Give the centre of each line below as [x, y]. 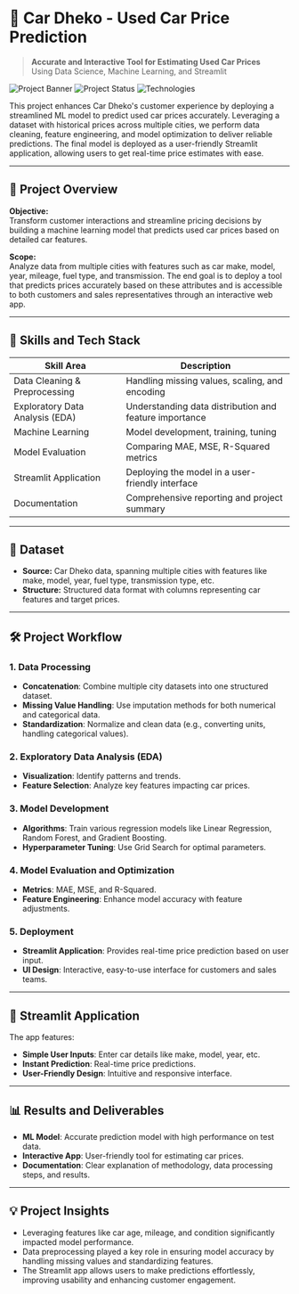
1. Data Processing [50, 667]
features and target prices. [71, 600]
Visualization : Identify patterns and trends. [101, 776]
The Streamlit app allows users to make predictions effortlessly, [138, 1270]
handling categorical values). [75, 733]
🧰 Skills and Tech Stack [75, 341]
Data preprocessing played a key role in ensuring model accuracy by [148, 1251]
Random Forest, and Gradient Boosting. [94, 838]
